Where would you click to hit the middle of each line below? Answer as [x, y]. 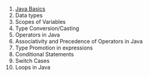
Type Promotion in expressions [54, 48]
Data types [29, 15]
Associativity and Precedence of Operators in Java [79, 41]
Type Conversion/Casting [47, 28]
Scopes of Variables [40, 22]
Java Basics [30, 9]
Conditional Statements [44, 54]
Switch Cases [32, 61]
